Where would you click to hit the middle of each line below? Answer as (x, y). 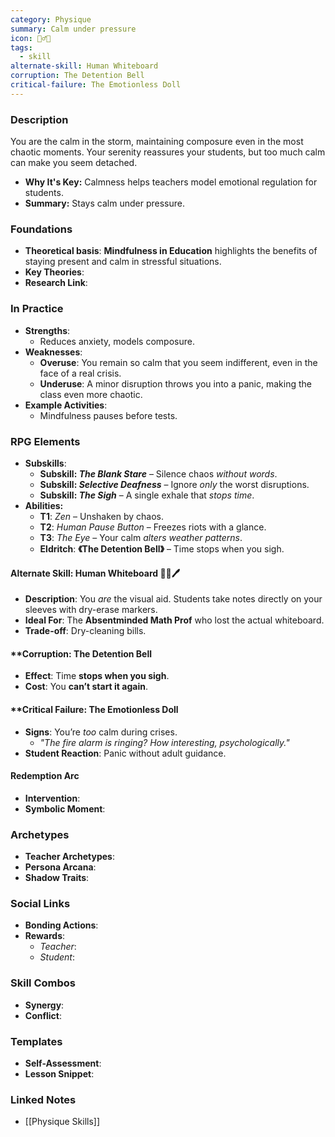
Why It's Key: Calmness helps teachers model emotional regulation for (171, 182)
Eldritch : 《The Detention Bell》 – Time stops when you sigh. (162, 548)
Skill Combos (43, 983)
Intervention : (52, 798)
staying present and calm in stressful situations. (123, 262)
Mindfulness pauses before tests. (108, 415)
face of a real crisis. (80, 373)
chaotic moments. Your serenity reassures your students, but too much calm (168, 152)
